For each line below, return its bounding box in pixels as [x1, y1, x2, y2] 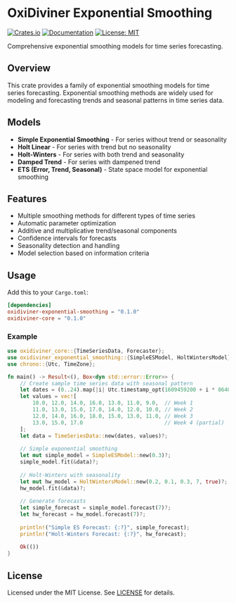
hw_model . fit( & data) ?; [20, 485, 86, 492]
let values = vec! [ [20, 393, 77, 400]
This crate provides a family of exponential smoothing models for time [7, 81, 210, 89]
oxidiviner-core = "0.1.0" [7, 315, 86, 322]
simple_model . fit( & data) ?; [20, 459, 99, 466]
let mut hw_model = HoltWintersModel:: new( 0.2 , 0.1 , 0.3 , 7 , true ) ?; [20, 478, 228, 485]
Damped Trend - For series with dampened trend [17, 157, 161, 166]
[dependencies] [7, 301, 52, 309]
